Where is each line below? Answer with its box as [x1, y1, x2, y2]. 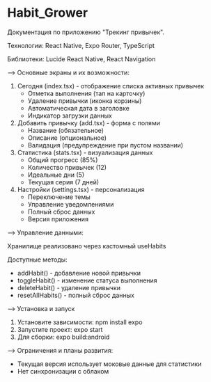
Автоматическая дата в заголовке [27, 104, 130, 112]
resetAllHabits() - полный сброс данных [17, 291, 134, 299]
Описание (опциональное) [27, 134, 107, 142]
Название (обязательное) [27, 126, 104, 134]
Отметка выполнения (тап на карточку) [27, 89, 146, 97]
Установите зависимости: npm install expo [17, 318, 143, 326]
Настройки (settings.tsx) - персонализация [17, 185, 145, 193]
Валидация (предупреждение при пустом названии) [27, 141, 183, 149]
